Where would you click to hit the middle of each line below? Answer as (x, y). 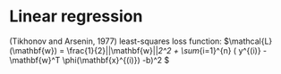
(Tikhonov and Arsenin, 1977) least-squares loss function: (115, 41)
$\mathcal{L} (248, 41)
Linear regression (76, 16)
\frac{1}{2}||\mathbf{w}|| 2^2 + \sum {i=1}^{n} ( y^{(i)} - (167, 50)
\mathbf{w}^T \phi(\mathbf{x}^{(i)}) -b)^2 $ (89, 60)
